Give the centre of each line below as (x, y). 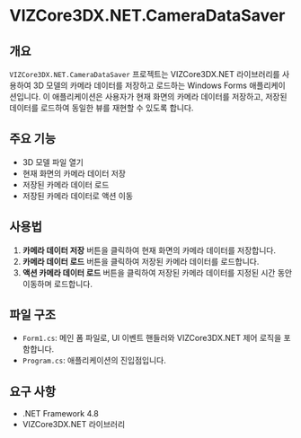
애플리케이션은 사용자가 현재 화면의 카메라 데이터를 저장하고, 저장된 (170, 96)
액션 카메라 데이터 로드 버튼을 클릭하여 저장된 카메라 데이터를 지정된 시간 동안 (157, 272)
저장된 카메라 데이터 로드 (66, 184)
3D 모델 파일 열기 (53, 162)
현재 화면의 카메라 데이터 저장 (74, 173)
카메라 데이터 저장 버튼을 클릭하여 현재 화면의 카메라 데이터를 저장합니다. (149, 250)
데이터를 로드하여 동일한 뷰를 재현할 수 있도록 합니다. (102, 108)
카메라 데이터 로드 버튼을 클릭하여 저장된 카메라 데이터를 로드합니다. (141, 261)
